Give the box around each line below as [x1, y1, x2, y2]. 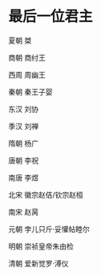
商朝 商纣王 [8, 52, 46, 62]
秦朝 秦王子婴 [8, 86, 53, 97]
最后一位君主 [8, 7, 94, 26]
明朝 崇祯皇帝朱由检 [8, 241, 74, 251]
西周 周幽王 [8, 69, 46, 79]
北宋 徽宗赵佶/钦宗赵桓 [8, 190, 83, 199]
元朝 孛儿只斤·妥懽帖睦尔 [8, 224, 90, 234]
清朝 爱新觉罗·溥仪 [8, 258, 69, 268]
